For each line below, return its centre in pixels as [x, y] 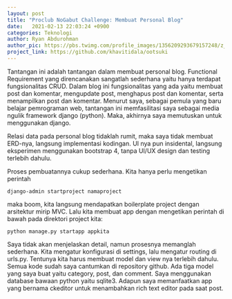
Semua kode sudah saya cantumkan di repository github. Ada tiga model [110, 266]
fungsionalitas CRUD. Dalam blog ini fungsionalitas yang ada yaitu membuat [115, 86]
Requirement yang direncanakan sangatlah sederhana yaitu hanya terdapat [114, 79]
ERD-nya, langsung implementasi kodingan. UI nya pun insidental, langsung [115, 143]
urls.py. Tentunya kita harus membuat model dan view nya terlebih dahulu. [113, 258]
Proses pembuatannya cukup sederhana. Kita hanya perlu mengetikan [107, 171]
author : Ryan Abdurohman [43, 39]
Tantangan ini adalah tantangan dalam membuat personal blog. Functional [112, 71]
